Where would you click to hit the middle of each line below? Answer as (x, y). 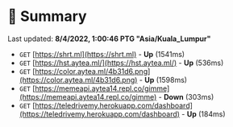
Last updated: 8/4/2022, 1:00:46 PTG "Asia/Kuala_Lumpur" (109, 39)
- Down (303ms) (186, 96)
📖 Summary (47, 16)
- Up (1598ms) (163, 80)
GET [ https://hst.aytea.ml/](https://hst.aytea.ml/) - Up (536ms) (121, 63)
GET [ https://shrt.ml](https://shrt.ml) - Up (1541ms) (102, 54)
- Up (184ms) (204, 114)
